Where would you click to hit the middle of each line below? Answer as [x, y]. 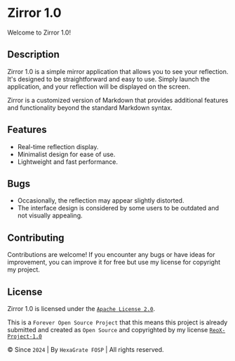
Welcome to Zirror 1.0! [39, 32]
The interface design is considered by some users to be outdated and [118, 208]
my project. [24, 270]
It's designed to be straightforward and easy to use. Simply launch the [109, 79]
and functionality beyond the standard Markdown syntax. [90, 108]
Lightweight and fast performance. [67, 161]
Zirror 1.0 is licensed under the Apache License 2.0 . [81, 309]
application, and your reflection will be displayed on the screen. [99, 87]
